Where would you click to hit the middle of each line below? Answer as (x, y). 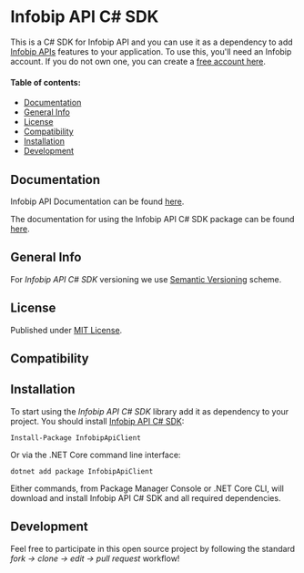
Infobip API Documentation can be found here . (97, 201)
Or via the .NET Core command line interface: (96, 455)
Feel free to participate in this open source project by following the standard (152, 548)
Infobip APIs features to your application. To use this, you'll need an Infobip (151, 51)
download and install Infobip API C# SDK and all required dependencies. (146, 497)
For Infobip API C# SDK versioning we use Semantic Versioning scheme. (146, 279)
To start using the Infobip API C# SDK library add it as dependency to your (150, 411)
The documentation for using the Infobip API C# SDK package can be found (152, 219)
